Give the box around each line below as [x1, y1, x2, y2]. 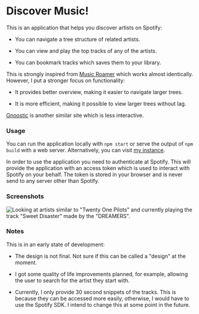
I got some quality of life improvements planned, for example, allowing [14, 270, 188, 277]
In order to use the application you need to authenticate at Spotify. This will [6, 158, 191, 165]
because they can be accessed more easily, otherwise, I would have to [14, 295, 189, 302]
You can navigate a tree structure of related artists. [14, 35, 140, 43]
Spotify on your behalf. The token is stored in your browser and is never [6, 171, 183, 178]
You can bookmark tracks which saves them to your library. [14, 59, 161, 66]
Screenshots [6, 192, 44, 201]
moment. [14, 259, 37, 266]
